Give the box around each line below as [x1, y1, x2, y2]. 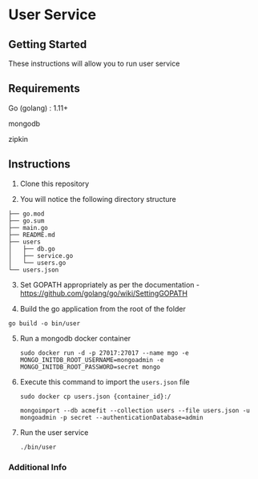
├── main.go [8, 223, 48, 231]
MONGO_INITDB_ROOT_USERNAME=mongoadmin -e [19, 356, 164, 364]
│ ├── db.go [8, 244, 56, 253]
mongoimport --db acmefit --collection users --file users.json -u [19, 406, 250, 414]
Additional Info [8, 461, 67, 473]
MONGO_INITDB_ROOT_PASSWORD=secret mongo [19, 363, 160, 371]
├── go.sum [8, 216, 45, 225]
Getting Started [8, 38, 87, 51]
